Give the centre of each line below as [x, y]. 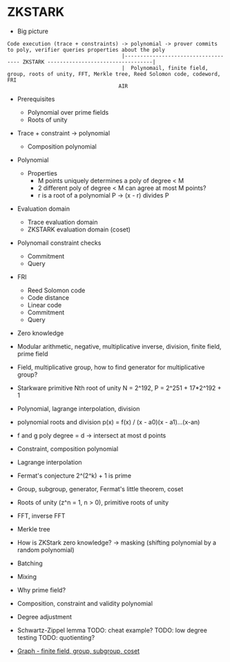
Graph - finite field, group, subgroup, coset [78, 651]
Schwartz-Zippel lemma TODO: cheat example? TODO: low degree [112, 630]
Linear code [45, 305]
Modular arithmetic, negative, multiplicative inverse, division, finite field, [119, 346]
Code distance [48, 297]
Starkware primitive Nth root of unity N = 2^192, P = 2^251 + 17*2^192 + [119, 388]
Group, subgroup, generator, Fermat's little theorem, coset [100, 489]
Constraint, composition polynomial [68, 448]
